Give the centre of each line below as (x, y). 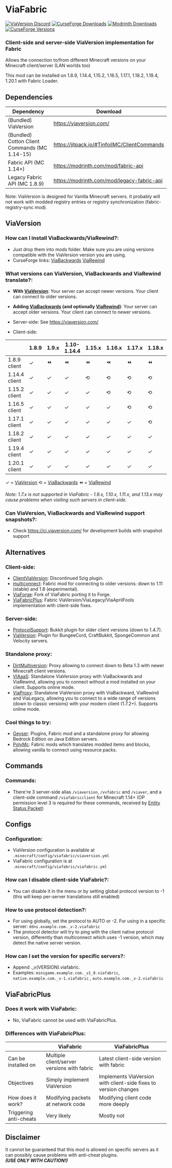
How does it (22, 1098)
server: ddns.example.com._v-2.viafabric (56, 926)
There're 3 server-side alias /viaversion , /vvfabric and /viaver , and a (87, 792)
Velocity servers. (30, 641)
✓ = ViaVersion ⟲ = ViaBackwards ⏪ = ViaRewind (58, 483)
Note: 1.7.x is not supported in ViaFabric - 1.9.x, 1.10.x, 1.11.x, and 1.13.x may (84, 495)
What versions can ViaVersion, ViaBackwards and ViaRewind (83, 273)
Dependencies (29, 97)
